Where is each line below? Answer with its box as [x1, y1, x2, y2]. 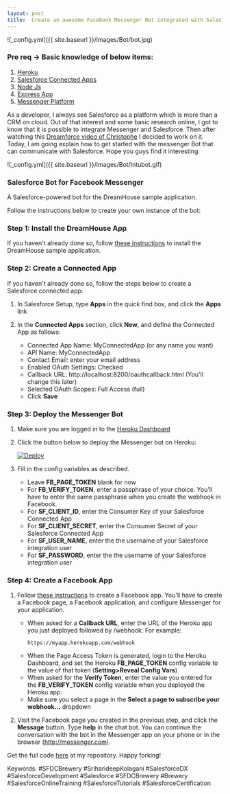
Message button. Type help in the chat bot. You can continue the [16, 723, 202, 731]
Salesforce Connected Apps [16, 75, 97, 83]
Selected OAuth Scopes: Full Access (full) [27, 385, 145, 393]
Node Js [16, 82, 41, 91]
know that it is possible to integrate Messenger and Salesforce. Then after [7, 125, 216, 133]
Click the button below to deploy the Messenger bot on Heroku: [16, 438, 196, 446]
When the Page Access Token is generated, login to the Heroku [27, 652, 207, 660]
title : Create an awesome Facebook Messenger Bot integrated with [7, 16, 204, 23]
